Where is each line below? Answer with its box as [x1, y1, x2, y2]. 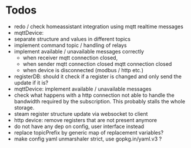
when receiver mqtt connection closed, [22, 54, 118, 61]
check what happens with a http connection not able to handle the [14, 92, 175, 99]
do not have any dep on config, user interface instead [14, 123, 145, 130]
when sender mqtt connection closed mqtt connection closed [22, 60, 172, 68]
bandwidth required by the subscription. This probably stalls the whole [14, 97, 186, 105]
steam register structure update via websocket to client [14, 110, 148, 117]
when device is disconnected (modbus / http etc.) [22, 66, 143, 73]
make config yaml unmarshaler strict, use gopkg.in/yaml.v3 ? [14, 135, 162, 142]
